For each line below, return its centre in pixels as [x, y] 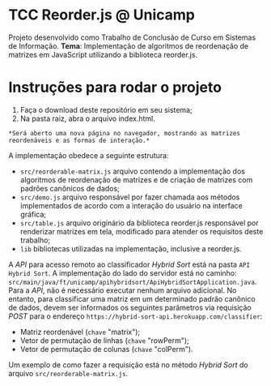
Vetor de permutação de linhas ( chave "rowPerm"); [105, 340]
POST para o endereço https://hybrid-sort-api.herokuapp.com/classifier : [135, 316]
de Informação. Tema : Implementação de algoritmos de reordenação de [129, 45]
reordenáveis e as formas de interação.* [79, 140]
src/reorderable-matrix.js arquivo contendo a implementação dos [132, 171]
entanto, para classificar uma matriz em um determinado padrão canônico [132, 298]
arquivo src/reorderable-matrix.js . [68, 373]
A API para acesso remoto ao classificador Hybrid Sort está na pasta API [129, 264]
